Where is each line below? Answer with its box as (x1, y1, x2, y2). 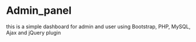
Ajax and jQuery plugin (6, 29, 61, 36)
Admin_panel (6, 4, 72, 17)
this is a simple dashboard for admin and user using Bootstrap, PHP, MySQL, (6, 23, 191, 30)
